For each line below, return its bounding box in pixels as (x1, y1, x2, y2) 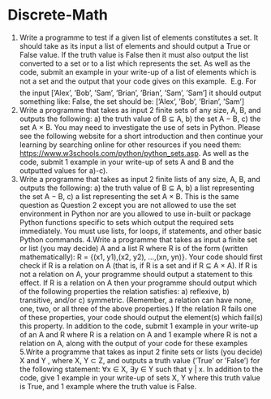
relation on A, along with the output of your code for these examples (19, 338, 248, 348)
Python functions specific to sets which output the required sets (19, 217, 234, 227)
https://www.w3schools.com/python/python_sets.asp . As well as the (19, 148, 249, 158)
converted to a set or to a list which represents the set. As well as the (19, 59, 251, 68)
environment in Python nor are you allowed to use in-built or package (19, 209, 252, 219)
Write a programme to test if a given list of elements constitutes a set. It (19, 33, 259, 42)
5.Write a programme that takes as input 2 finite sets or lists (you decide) (19, 347, 263, 357)
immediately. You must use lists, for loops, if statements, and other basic (19, 226, 262, 236)
